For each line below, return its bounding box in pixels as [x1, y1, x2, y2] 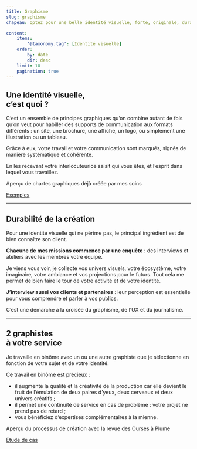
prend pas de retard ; [14, 407, 66, 414]
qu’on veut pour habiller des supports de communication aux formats [6, 121, 173, 128]
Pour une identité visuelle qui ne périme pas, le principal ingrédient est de [6, 229, 184, 237]
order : [16, 46, 33, 53]
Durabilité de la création [6, 214, 96, 224]
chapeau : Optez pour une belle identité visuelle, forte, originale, [6, 19, 180, 25]
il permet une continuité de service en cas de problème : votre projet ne [14, 401, 188, 408]
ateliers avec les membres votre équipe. [6, 254, 103, 260]
